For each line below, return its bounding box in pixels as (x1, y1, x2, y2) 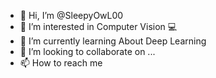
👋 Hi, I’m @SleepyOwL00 (19, 10, 124, 21)
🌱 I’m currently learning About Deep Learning (19, 35, 207, 47)
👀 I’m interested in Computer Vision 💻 (19, 21, 178, 32)
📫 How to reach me (19, 57, 103, 69)
